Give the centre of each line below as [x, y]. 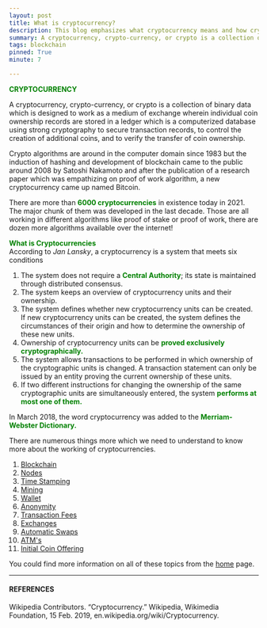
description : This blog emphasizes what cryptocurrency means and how [128, 30]
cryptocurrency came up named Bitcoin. [75, 187]
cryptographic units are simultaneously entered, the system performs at [138, 393]
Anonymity [38, 506]
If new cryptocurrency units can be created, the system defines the [130, 317]
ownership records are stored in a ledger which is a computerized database [132, 121]
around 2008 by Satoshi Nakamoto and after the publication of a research [130, 170]
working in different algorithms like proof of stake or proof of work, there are [133, 219]
